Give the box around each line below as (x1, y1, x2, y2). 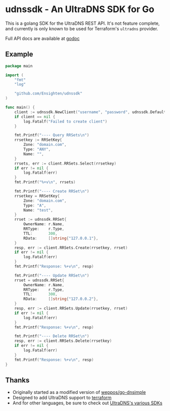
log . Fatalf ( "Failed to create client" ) (23, 119, 108, 124)
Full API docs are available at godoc (5, 35, 80, 41)
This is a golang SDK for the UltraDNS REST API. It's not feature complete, (5, 20, 160, 26)
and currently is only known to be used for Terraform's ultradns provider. (5, 25, 158, 31)
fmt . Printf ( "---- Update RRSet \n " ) (14, 273, 90, 278)
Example (5, 50, 33, 59)
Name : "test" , (23, 208, 53, 213)
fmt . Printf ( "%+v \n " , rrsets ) (14, 180, 76, 185)
